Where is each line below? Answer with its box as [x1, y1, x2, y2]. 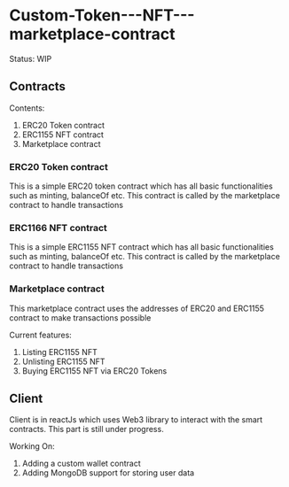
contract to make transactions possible [9, 312, 152, 323]
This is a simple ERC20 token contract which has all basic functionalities [9, 181, 273, 191]
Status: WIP [9, 53, 52, 64]
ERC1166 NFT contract [9, 221, 108, 234]
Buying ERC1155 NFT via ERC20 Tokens [21, 365, 168, 376]
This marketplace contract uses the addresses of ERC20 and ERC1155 [9, 303, 264, 313]
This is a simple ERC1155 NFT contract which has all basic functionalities [9, 242, 275, 252]
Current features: [9, 329, 73, 340]
